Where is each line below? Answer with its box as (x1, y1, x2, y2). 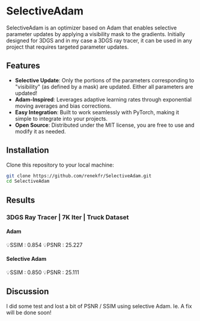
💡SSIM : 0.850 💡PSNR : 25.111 (6, 269, 79, 276)
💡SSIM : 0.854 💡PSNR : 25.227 (6, 241, 83, 248)
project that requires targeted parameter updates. (6, 43, 129, 50)
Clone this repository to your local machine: (6, 161, 114, 168)
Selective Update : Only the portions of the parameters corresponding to (14, 76, 195, 84)
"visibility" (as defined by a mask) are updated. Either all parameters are (14, 83, 193, 90)
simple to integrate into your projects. (14, 115, 108, 122)
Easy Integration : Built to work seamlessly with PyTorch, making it (14, 108, 180, 115)
